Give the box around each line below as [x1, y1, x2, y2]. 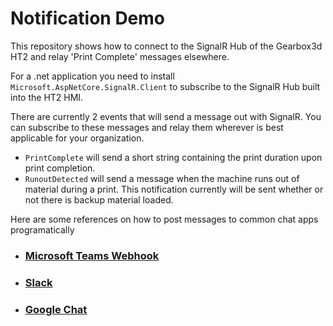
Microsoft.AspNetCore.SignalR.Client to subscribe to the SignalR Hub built [10, 80, 321, 92]
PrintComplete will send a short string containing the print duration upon [24, 151, 323, 163]
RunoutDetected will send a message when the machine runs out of [24, 172, 300, 184]
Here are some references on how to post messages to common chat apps [10, 213, 319, 225]
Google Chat [24, 302, 88, 316]
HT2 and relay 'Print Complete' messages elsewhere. [10, 50, 230, 62]
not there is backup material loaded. [24, 193, 174, 206]
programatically [10, 223, 75, 236]
